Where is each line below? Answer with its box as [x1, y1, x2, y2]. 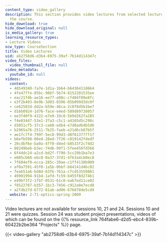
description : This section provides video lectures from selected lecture [5, 12, 164, 17]
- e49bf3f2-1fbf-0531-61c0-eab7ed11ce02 [9, 178, 94, 183]
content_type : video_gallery [5, 7, 66, 12]
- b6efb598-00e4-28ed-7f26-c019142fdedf [9, 137, 94, 142]
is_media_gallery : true [5, 30, 55, 35]
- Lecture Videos [5, 40, 41, 45]
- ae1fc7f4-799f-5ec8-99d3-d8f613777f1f [9, 132, 94, 137]
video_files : [5, 58, 32, 63]
